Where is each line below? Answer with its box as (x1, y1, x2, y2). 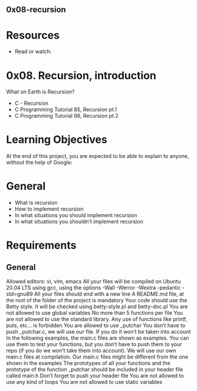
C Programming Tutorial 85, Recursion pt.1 (14, 106, 117, 113)
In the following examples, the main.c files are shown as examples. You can (6, 334, 189, 342)
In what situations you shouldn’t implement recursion (14, 218, 143, 225)
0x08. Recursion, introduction (6, 69, 156, 82)
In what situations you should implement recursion (14, 212, 137, 219)
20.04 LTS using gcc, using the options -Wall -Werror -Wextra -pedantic (6, 284, 181, 292)
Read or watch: (14, 48, 52, 55)
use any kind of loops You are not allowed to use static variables (6, 379, 163, 386)
